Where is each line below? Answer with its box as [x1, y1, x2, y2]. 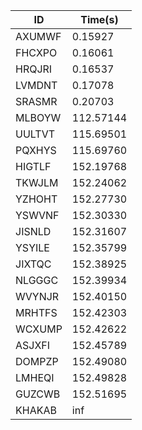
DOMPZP [15, 355, 59, 368]
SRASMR [15, 95, 58, 108]
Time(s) [80, 13, 119, 26]
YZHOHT [15, 192, 58, 206]
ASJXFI [15, 339, 51, 352]
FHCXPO [15, 46, 58, 59]
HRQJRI [15, 62, 53, 76]
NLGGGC [15, 274, 59, 287]
